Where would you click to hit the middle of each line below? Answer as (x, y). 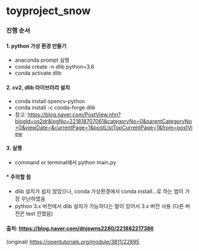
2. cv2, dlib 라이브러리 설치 (38, 87)
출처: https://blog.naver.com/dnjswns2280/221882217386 (80, 228)
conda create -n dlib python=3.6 (54, 67)
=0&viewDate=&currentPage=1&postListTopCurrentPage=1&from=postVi (104, 127)
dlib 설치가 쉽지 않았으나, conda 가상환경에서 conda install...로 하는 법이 (99, 191)
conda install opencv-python (50, 101)
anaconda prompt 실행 (42, 60)
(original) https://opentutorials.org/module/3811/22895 (73, 242)
